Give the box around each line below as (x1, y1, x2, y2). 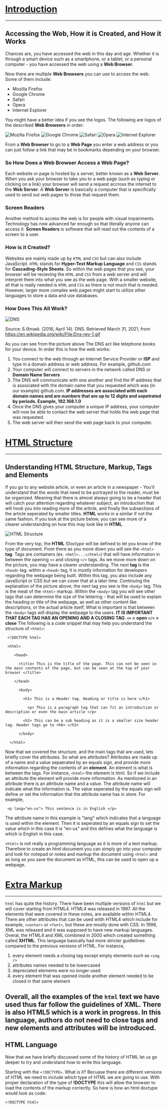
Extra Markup (5, 879, 63, 890)
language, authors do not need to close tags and (5, 1016, 158, 1025)
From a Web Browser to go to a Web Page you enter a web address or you (5, 141, 159, 147)
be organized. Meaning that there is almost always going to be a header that (5, 494, 162, 500)
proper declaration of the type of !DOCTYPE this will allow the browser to (5, 1080, 156, 1086)
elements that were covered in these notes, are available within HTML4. (5, 911, 152, 917)
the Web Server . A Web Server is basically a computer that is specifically (5, 186, 156, 193)
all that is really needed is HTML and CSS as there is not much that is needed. (5, 282, 159, 288)
